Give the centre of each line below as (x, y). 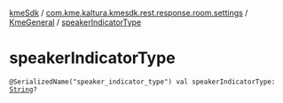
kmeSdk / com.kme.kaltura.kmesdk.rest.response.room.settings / (129, 13)
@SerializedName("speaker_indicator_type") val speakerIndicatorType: (142, 82)
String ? (24, 89)
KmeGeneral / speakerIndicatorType (75, 22)
